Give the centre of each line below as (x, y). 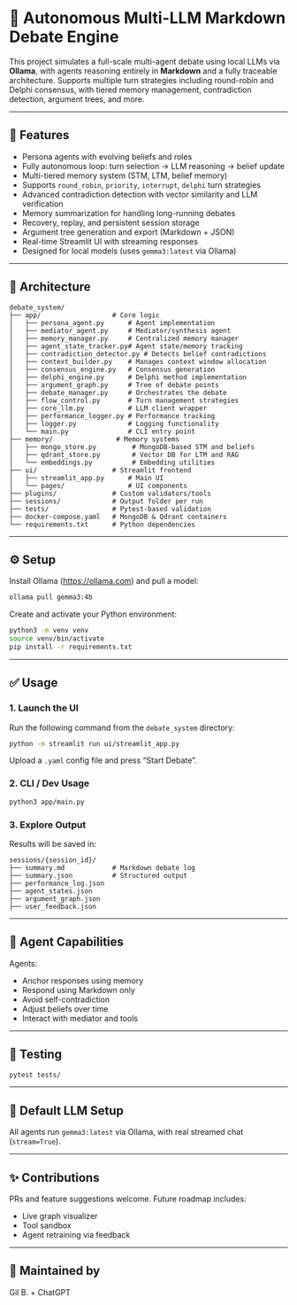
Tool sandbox (47, 1225)
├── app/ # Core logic (85, 315)
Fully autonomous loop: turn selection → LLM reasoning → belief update (153, 166)
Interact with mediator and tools (80, 1018)
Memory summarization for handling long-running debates (129, 213)
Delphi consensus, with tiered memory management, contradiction (130, 89)
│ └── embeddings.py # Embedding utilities (112, 462)
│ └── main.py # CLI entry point (103, 431)
